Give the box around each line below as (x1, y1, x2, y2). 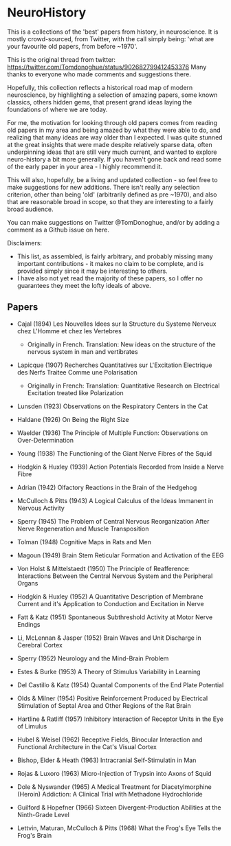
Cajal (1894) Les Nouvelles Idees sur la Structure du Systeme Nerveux (16, 320, 217, 328)
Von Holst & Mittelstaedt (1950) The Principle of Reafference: (16, 564, 190, 572)
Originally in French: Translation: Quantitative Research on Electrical (27, 381, 220, 390)
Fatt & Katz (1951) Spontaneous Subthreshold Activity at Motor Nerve (16, 613, 213, 621)
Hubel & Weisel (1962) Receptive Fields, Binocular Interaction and (16, 735, 203, 744)
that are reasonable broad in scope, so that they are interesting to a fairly (7, 197, 214, 205)
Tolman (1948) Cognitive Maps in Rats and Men (16, 537, 151, 546)
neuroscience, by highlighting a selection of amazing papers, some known (7, 91, 218, 99)
